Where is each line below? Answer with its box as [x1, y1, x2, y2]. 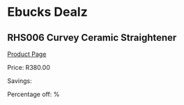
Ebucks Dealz [7, 4, 89, 20]
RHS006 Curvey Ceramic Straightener [7, 32, 177, 44]
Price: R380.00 [7, 64, 51, 71]
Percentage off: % [7, 90, 60, 98]
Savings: [7, 77, 33, 85]
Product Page [7, 50, 47, 58]
